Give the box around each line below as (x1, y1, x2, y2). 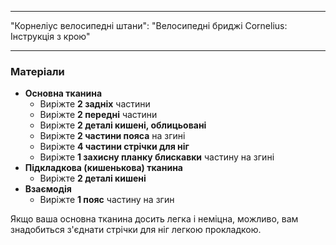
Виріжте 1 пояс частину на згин (39, 194, 175, 206)
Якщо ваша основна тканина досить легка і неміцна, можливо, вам (10, 213, 299, 225)
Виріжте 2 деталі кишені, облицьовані (39, 119, 207, 131)
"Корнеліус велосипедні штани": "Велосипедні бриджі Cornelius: (10, 20, 288, 31)
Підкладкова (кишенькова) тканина (24, 162, 183, 174)
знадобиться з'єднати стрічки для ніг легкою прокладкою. (10, 224, 262, 236)
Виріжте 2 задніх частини (39, 98, 151, 110)
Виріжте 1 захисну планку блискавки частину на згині (39, 151, 275, 163)
